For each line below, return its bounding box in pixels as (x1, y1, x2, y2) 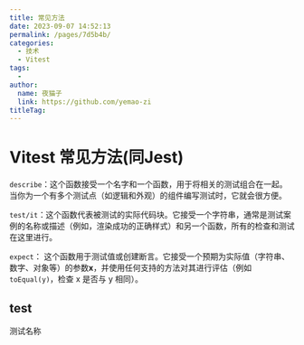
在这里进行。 (9, 232, 57, 243)
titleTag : (9, 106, 47, 115)
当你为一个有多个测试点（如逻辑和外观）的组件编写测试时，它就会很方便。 (9, 191, 287, 201)
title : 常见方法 (9, 13, 65, 23)
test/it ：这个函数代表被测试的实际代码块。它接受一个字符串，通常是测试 (9, 210, 284, 220)
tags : (9, 64, 30, 73)
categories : (9, 38, 54, 48)
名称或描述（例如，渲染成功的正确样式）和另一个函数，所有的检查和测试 (24, 220, 295, 231)
